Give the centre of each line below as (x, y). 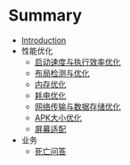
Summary (45, 16)
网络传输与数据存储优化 (77, 106)
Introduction (44, 40)
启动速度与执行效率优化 (77, 62)
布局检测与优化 (62, 73)
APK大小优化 (58, 118)
